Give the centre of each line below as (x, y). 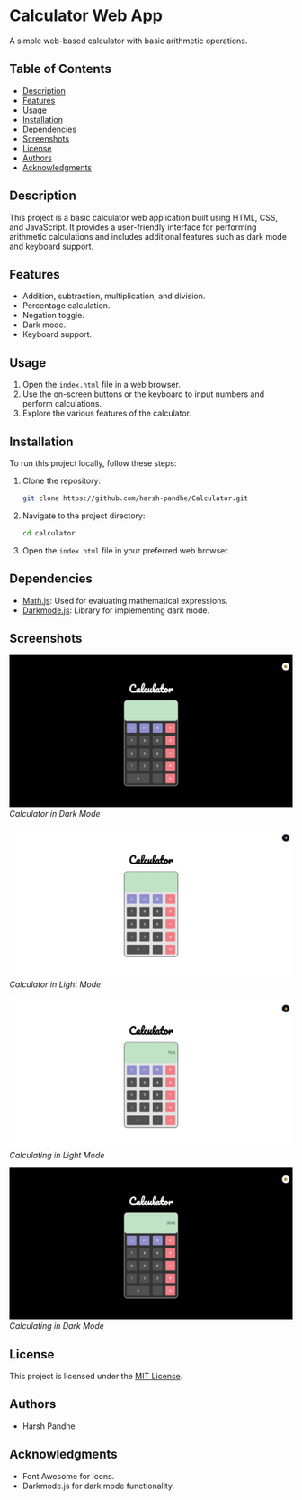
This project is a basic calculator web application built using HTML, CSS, (144, 217)
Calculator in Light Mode (55, 984)
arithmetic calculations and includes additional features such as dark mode (148, 236)
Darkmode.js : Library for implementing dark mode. (116, 610)
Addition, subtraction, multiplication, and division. (114, 296)
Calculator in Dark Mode (55, 813)
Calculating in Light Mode (57, 1156)
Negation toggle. (53, 316)
